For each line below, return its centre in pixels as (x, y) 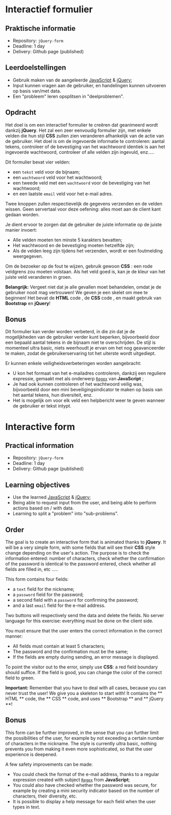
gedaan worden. (22, 214)
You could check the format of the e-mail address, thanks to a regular (86, 774)
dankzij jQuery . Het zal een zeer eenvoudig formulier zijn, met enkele (78, 130)
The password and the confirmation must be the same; (70, 651)
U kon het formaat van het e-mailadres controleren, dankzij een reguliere (89, 373)
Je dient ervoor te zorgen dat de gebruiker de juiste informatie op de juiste (84, 225)
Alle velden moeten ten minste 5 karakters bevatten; (67, 240)
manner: (14, 636)
